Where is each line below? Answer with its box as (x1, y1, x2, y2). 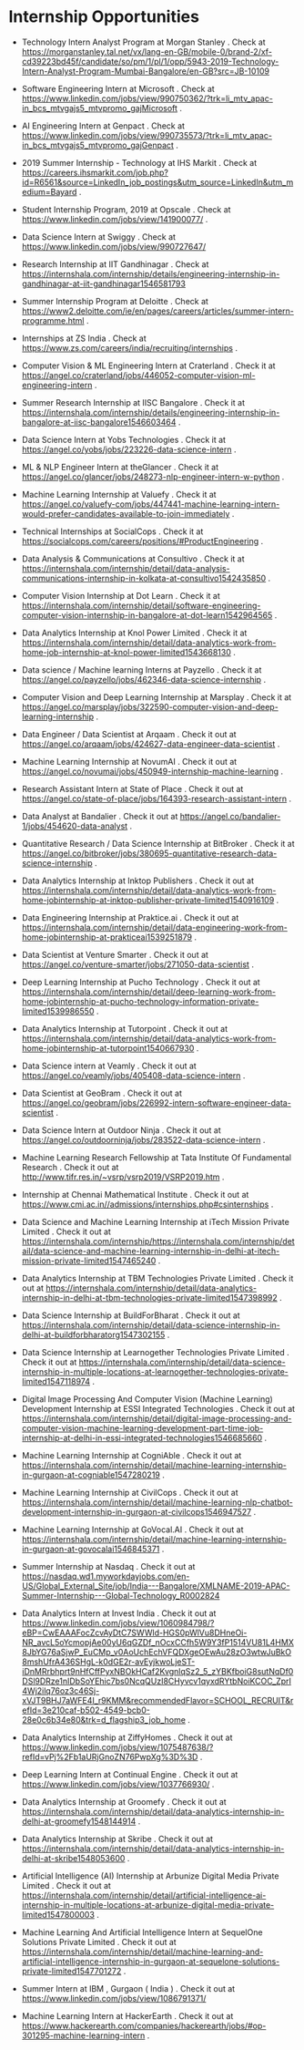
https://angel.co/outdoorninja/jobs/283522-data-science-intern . (21, 1134, 266, 1145)
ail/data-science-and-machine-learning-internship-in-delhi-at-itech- (21, 1245, 280, 1256)
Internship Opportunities (8, 6, 199, 27)
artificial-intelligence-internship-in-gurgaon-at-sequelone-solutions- (21, 1955, 280, 1966)
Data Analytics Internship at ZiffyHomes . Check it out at (21, 1732, 233, 1743)
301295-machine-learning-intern (21, 2030, 146, 2041)
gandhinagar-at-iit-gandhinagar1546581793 (21, 278, 186, 289)
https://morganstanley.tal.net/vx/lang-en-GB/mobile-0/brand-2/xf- (21, 46, 272, 57)
